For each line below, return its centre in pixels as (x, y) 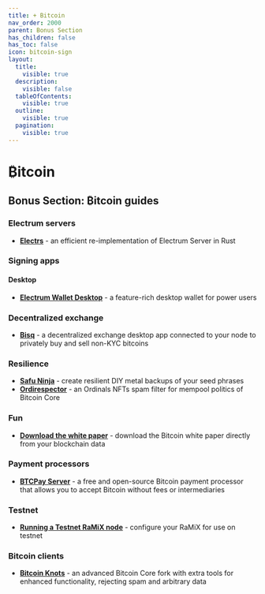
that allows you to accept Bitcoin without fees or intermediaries (122, 489)
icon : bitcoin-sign (40, 52)
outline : (30, 111)
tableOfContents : (44, 96)
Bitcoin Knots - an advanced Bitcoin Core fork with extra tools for (127, 573)
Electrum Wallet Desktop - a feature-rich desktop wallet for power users (138, 297)
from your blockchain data (62, 443)
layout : (21, 60)
